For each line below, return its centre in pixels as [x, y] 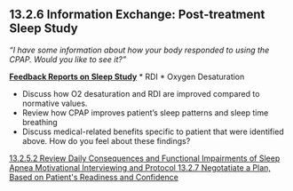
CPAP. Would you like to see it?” [68, 59]
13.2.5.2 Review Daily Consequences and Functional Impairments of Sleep [145, 158]
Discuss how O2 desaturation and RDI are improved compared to [141, 93]
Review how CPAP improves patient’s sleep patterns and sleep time [145, 112]
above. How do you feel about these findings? [106, 140]
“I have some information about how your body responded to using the [139, 50]
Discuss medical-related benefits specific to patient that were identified [153, 131]
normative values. [55, 103]
